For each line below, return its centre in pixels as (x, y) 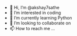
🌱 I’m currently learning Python (41, 18)
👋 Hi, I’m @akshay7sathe (34, 8)
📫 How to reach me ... (32, 28)
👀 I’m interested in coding (35, 13)
